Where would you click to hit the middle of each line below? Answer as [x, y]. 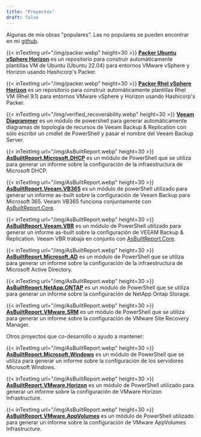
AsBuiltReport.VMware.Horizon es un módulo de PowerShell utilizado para [100, 385]
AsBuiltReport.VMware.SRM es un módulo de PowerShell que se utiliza [95, 312]
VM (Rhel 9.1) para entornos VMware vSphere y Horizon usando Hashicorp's [101, 96]
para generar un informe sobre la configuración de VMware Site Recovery [97, 318]
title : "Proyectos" [31, 12]
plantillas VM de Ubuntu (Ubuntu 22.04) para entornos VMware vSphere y [98, 65]
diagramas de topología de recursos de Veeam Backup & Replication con [96, 127]
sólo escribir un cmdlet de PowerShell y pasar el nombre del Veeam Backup [100, 133]
